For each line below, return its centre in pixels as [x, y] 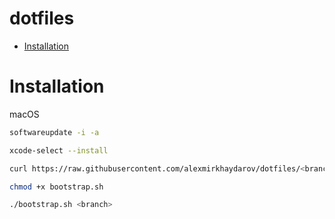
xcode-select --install [59, 150]
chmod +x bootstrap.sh [56, 187]
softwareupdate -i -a [54, 132]
